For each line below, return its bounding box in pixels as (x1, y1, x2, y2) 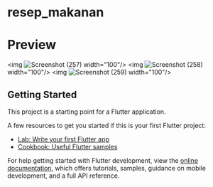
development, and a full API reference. (7, 171, 120, 180)
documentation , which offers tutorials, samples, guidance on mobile (7, 164, 206, 172)
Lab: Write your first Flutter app (17, 134, 110, 143)
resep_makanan (7, 4, 104, 21)
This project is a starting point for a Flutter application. (7, 107, 166, 116)
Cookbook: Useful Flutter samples (17, 142, 118, 151)
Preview (7, 37, 57, 53)
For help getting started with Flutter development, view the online (7, 156, 199, 164)
